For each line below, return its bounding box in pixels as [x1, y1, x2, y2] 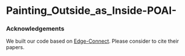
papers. [6, 44, 25, 51]
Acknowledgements [6, 25, 65, 33]
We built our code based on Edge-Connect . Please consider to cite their [6, 38, 179, 44]
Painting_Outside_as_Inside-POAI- [6, 4, 177, 17]
